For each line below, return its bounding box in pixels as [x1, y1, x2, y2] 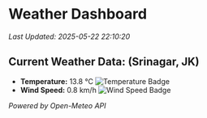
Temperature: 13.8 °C [19, 76, 93, 86]
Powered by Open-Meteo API [8, 100, 107, 110]
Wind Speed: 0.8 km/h [19, 85, 97, 95]
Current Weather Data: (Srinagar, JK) [8, 55, 201, 69]
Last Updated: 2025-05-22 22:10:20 [8, 32, 131, 41]
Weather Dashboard [8, 5, 148, 23]
